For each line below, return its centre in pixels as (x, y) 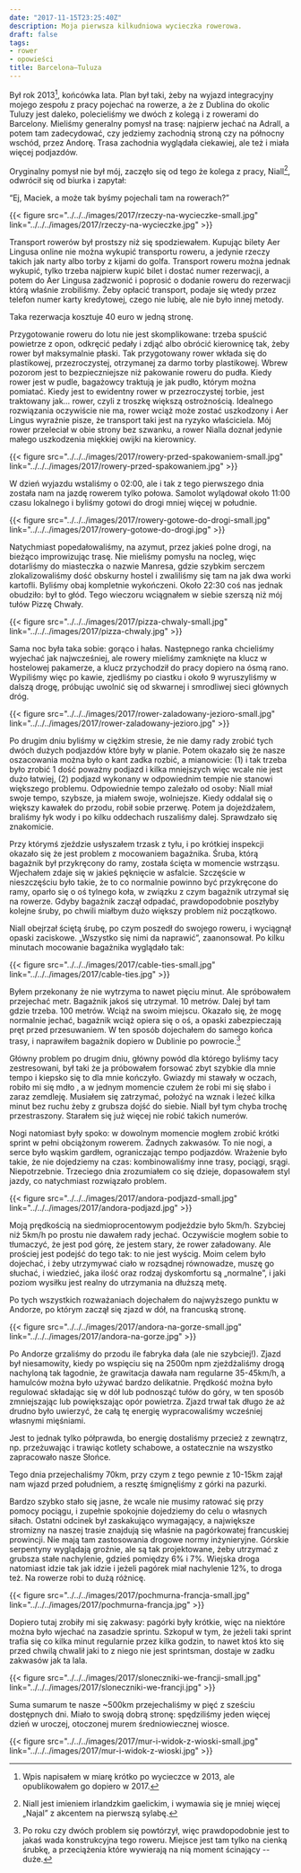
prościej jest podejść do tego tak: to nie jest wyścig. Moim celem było (138, 1253)
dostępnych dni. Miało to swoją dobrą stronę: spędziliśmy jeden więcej (140, 1714)
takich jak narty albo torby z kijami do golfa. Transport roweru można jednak (150, 261)
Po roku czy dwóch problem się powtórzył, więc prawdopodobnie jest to (155, 1830)
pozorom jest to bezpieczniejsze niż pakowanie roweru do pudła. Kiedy (141, 373)
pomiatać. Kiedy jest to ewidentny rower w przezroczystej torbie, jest (137, 392)
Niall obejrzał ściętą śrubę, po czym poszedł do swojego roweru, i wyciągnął (150, 928)
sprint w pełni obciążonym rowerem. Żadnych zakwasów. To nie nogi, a (141, 1143)
